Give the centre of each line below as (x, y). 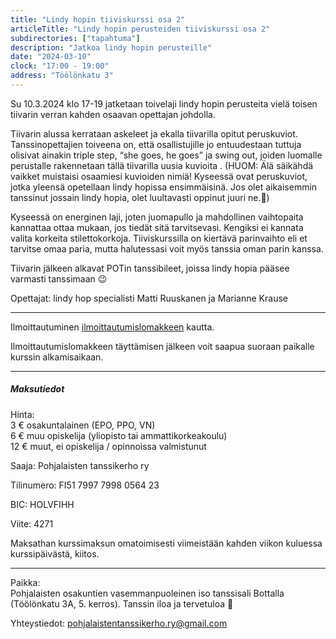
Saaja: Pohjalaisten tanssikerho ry (80, 465)
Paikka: (25, 582)
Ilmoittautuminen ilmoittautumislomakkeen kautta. (112, 327)
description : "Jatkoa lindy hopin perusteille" (111, 47)
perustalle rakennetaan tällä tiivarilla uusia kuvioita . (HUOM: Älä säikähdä (162, 165)
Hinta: (22, 414)
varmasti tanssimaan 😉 (59, 278)
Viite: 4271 (32, 523)
